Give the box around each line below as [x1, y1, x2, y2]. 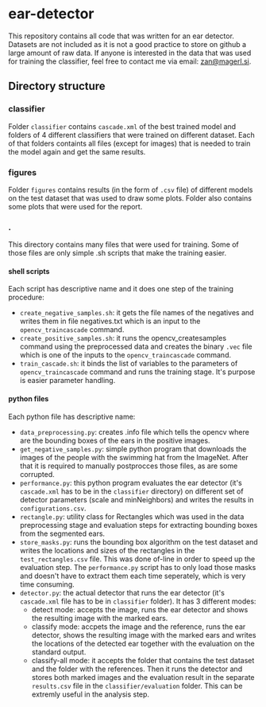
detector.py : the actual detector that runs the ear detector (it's [19, 588, 225, 597]
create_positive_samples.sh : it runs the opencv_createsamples [19, 334, 227, 343]
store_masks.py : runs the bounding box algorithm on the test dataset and [19, 537, 258, 546]
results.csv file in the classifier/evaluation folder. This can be [31, 681, 243, 690]
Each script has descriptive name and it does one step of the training [8, 284, 234, 294]
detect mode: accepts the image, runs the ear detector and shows [31, 604, 249, 614]
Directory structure [8, 80, 106, 93]
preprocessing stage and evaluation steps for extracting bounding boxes [19, 520, 258, 529]
